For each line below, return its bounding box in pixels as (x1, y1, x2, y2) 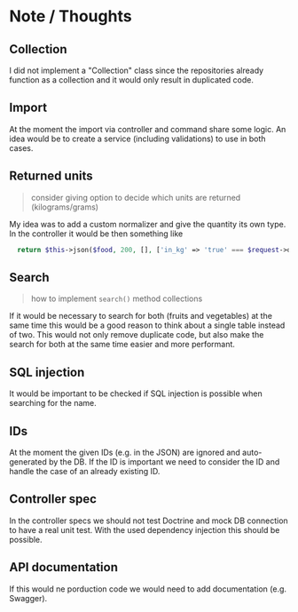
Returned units (9, 169, 93, 184)
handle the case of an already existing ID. (9, 465, 161, 476)
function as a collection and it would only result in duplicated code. (9, 75, 255, 85)
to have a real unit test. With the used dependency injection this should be (9, 524, 280, 535)
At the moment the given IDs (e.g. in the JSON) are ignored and (9, 447, 241, 457)
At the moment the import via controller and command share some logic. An (9, 123, 286, 134)
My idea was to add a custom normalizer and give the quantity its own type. (9, 219, 286, 229)
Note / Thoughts (9, 6, 132, 27)
